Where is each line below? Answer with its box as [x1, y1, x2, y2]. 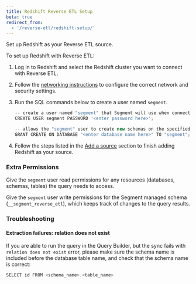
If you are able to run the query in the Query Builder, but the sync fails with [6, 242, 186, 249]
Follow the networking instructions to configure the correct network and [14, 81, 188, 88]
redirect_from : [6, 19, 43, 25]
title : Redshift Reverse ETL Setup [6, 8, 93, 15]
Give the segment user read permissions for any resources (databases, [6, 176, 175, 183]
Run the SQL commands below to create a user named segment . [14, 99, 168, 106]
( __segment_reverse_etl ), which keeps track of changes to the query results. [6, 200, 191, 207]
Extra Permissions [6, 163, 59, 171]
